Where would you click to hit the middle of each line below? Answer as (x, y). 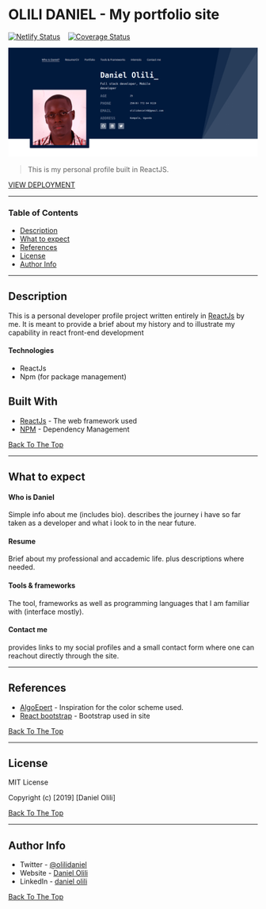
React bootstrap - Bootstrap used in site (85, 715)
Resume (22, 541)
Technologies (31, 351)
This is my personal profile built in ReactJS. (98, 170)
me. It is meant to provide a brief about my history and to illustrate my (122, 324)
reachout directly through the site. (64, 655)
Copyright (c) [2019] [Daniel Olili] (62, 798)
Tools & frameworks (42, 585)
